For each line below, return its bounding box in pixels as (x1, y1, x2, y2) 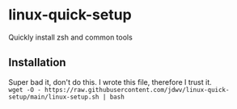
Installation (8, 56, 66, 69)
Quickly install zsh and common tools (8, 32, 133, 42)
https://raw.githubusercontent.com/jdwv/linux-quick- (44, 86, 230, 94)
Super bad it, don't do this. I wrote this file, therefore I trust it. (8, 77, 212, 86)
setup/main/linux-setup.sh (8, 93, 99, 101)
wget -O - (8, 86, 42, 94)
